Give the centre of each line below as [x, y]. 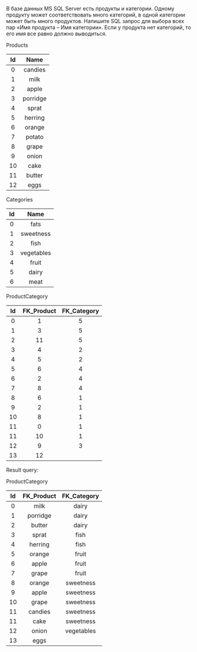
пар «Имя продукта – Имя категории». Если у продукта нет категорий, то [99, 27]
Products [17, 45]
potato [35, 137]
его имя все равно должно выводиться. [57, 34]
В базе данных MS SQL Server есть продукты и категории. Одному [91, 9]
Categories [20, 200]
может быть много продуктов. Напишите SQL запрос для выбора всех [95, 21]
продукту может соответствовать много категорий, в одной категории [96, 15]
